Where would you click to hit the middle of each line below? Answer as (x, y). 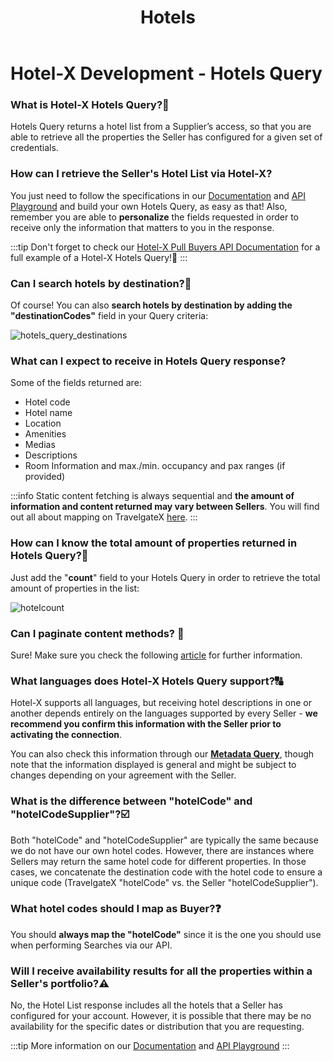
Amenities (45, 434)
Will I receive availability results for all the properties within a (161, 971)
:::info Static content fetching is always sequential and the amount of (152, 496)
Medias (40, 445)
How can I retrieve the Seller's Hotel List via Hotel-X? (141, 174)
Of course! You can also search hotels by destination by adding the (151, 305)
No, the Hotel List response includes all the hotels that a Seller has (146, 1005)
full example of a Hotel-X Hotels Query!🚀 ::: (99, 257)
